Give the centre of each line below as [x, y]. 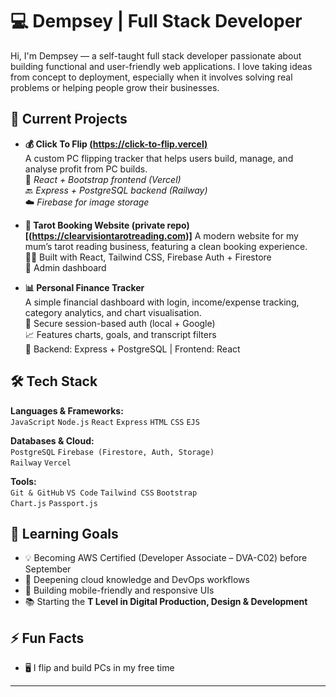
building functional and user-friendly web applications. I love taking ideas [161, 66]
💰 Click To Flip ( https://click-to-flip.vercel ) [116, 144]
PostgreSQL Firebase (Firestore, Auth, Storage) [112, 452]
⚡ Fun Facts [47, 638]
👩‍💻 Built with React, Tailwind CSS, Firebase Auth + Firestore [148, 257]
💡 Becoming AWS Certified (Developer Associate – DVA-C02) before [166, 558]
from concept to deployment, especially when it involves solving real [151, 77]
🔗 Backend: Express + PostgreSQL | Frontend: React [132, 349]
